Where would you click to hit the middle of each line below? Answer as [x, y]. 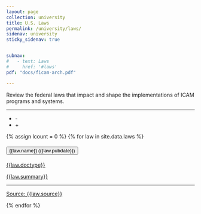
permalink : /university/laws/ [44, 28]
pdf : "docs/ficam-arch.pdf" [41, 73]
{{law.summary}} [27, 176]
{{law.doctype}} [26, 165]
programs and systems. [35, 101]
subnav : [16, 56]
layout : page [22, 12]
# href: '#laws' [32, 67]
